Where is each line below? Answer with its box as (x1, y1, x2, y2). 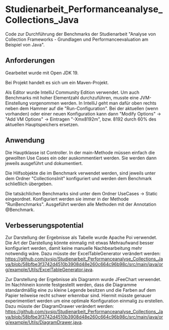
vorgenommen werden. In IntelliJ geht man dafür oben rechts (29, 100, 156, 106)
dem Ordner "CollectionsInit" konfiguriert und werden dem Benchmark (5, 175, 152, 181)
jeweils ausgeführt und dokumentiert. (5, 160, 83, 166)
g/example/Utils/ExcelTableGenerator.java (5, 266, 93, 273)
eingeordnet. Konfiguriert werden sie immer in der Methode (5, 196, 129, 202)
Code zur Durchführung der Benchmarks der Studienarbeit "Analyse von (5, 31, 156, 37)
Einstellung (5, 100, 28, 106)
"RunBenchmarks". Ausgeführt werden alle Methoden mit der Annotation (5, 201, 156, 207)
